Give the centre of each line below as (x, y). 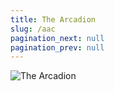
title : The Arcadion (53, 19)
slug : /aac (33, 29)
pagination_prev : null (57, 47)
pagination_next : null (57, 38)
